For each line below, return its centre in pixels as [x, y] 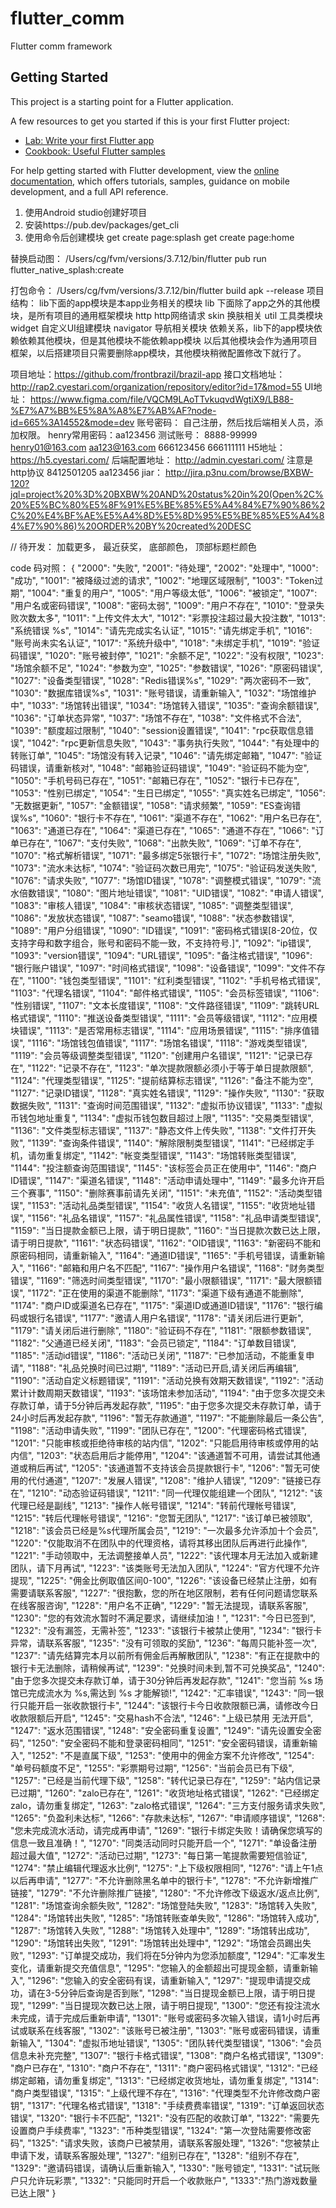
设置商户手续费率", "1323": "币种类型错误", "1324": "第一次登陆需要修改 [156, 2130]
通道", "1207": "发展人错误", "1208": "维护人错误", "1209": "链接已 [178, 1480]
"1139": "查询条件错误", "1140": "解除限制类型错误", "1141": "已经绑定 [167, 1143]
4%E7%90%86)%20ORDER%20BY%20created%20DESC [131, 526]
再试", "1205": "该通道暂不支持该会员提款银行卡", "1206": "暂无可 [178, 1468]
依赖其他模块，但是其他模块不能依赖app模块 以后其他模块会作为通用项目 [168, 340]
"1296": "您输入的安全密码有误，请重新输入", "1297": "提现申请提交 [164, 1980]
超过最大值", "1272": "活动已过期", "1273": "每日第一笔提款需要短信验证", [159, 1855]
